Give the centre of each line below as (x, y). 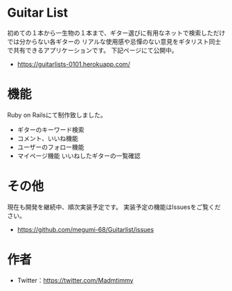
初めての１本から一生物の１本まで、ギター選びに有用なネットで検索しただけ (116, 33)
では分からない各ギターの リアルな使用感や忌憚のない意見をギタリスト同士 (114, 41)
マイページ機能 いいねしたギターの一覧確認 (79, 156)
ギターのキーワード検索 (51, 129)
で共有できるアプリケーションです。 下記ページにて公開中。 (92, 50)
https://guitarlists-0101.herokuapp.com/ (73, 64)
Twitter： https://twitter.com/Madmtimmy (75, 280)
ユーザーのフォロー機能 (51, 147)
